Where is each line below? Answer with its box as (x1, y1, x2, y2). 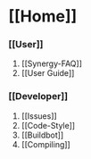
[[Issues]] (21, 110, 57, 121)
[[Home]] (8, 6, 78, 27)
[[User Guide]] (21, 68, 75, 79)
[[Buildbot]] (21, 130, 64, 140)
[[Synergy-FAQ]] (21, 58, 82, 69)
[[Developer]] (8, 90, 69, 103)
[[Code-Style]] (21, 120, 76, 130)
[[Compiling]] (21, 138, 70, 149)
